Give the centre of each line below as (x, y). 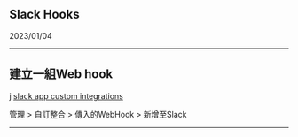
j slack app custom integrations (67, 95)
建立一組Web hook (61, 74)
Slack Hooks (44, 15)
